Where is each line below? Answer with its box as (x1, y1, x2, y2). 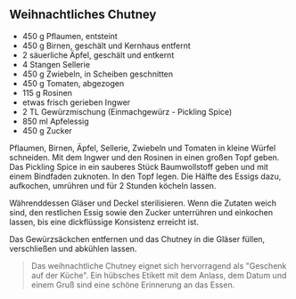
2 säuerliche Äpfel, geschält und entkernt (21, 49, 175, 61)
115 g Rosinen (21, 87, 73, 98)
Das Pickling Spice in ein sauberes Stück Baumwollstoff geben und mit (9, 161, 269, 172)
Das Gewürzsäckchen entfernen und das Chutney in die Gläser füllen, (9, 233, 266, 244)
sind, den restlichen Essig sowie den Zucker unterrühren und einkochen (9, 206, 274, 217)
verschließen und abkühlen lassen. (9, 243, 137, 254)
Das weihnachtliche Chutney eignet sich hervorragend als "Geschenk (30, 260, 287, 271)
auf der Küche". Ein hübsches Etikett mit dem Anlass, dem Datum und (30, 270, 287, 280)
